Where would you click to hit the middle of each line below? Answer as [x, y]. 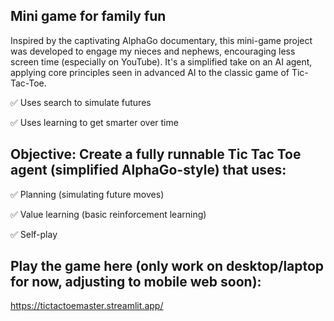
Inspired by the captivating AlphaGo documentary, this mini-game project [161, 40]
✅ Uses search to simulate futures [81, 102]
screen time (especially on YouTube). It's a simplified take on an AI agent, [161, 61]
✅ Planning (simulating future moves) [87, 194]
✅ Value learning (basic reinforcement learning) [108, 214]
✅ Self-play [34, 234]
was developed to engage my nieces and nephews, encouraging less [153, 51]
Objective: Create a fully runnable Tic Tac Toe [156, 154]
